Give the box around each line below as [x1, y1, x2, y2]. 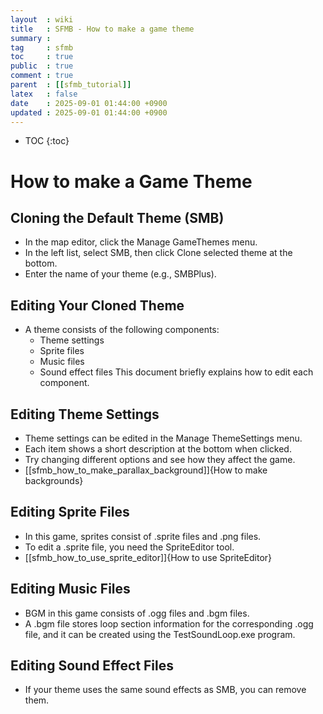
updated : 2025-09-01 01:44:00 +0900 [10, 107, 168, 118]
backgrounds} [24, 475, 84, 486]
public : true [10, 61, 74, 71]
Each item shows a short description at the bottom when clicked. [24, 443, 292, 455]
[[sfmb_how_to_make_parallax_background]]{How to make [24, 464, 268, 476]
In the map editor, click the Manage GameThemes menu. [24, 236, 258, 248]
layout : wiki [10, 14, 74, 25]
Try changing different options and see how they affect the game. [24, 454, 296, 465]
